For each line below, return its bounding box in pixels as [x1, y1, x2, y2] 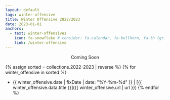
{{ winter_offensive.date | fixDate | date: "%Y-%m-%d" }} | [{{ [12, 79, 142, 85]
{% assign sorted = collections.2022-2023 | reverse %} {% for [5, 64, 136, 70]
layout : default [5, 7, 39, 13]
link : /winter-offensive [14, 40, 67, 45]
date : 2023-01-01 [5, 21, 42, 27]
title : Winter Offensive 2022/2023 [5, 17, 80, 22]
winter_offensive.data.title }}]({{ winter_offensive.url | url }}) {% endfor [12, 84, 159, 90]
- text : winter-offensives [10, 31, 67, 36]
